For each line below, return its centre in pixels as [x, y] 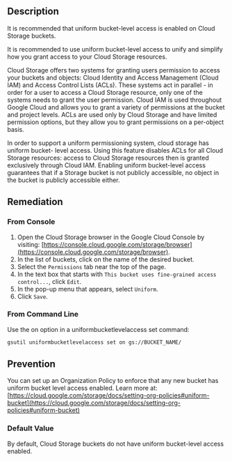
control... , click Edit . [49, 281]
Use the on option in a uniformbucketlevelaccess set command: [98, 329]
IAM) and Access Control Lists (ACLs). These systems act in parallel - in [110, 85]
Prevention [31, 364]
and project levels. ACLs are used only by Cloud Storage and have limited [112, 114]
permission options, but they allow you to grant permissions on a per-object [116, 122]
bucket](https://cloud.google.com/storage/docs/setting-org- [94, 403]
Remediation [35, 202]
